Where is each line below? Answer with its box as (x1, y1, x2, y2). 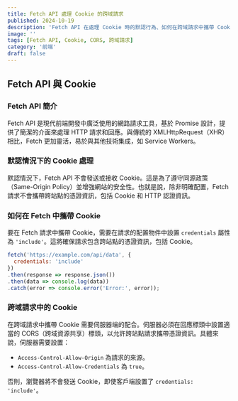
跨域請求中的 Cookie (7, 303, 78, 313)
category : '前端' (7, 43, 57, 50)
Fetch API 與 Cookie (7, 78, 96, 90)
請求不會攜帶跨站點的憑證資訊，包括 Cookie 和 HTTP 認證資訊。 (7, 191, 195, 200)
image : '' (7, 30, 37, 38)
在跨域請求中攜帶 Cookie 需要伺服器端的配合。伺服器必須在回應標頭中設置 (7, 320, 225, 328)
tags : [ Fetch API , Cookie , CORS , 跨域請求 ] (7, 37, 133, 44)
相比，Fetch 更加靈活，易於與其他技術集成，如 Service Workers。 (7, 137, 200, 145)
